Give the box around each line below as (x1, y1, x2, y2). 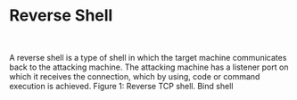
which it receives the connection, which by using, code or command (9, 71, 260, 81)
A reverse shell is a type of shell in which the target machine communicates (9, 52, 287, 62)
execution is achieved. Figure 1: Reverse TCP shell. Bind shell (9, 80, 234, 91)
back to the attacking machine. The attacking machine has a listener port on (9, 62, 289, 72)
